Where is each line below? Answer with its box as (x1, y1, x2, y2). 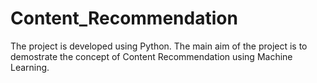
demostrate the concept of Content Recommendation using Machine (10, 50, 293, 62)
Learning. (10, 61, 50, 73)
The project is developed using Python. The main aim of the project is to (10, 40, 308, 52)
